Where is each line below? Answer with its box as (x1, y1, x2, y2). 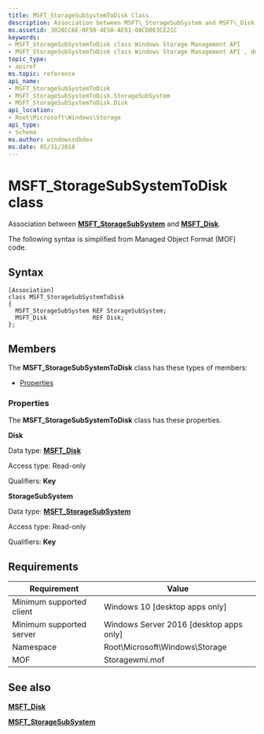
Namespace (12, 641, 57, 652)
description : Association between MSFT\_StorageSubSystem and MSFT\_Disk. (8, 19, 258, 27)
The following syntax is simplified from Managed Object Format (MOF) (8, 235, 236, 244)
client (12, 606, 33, 617)
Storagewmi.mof (103, 655, 165, 666)
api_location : (8, 107, 55, 115)
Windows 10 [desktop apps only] (103, 601, 227, 612)
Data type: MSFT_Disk (8, 446, 81, 455)
